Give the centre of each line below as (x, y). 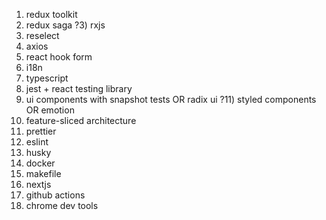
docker (40, 163)
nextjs (38, 184)
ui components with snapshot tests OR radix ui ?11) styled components (171, 99)
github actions (55, 195)
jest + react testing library (79, 88)
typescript (47, 78)
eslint (37, 142)
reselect (42, 35)
